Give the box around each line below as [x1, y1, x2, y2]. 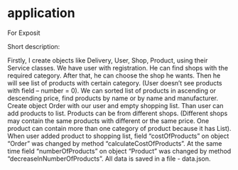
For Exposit [7, 28, 40, 37]
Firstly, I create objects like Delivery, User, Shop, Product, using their [7, 55, 208, 65]
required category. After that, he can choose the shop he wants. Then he [7, 71, 221, 80]
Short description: [7, 42, 60, 51]
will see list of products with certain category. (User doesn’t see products [7, 78, 222, 87]
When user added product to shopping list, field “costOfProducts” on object [7, 132, 229, 140]
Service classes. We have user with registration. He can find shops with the [7, 63, 229, 72]
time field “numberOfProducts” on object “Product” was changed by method [7, 147, 232, 155]
